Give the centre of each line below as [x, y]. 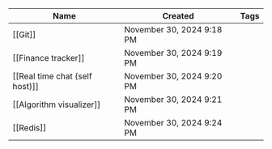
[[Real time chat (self [52, 76]
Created [178, 16]
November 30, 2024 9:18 [173, 30]
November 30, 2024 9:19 [173, 53]
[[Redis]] [30, 128]
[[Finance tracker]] [49, 58]
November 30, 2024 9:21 [173, 99]
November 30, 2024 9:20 [173, 76]
